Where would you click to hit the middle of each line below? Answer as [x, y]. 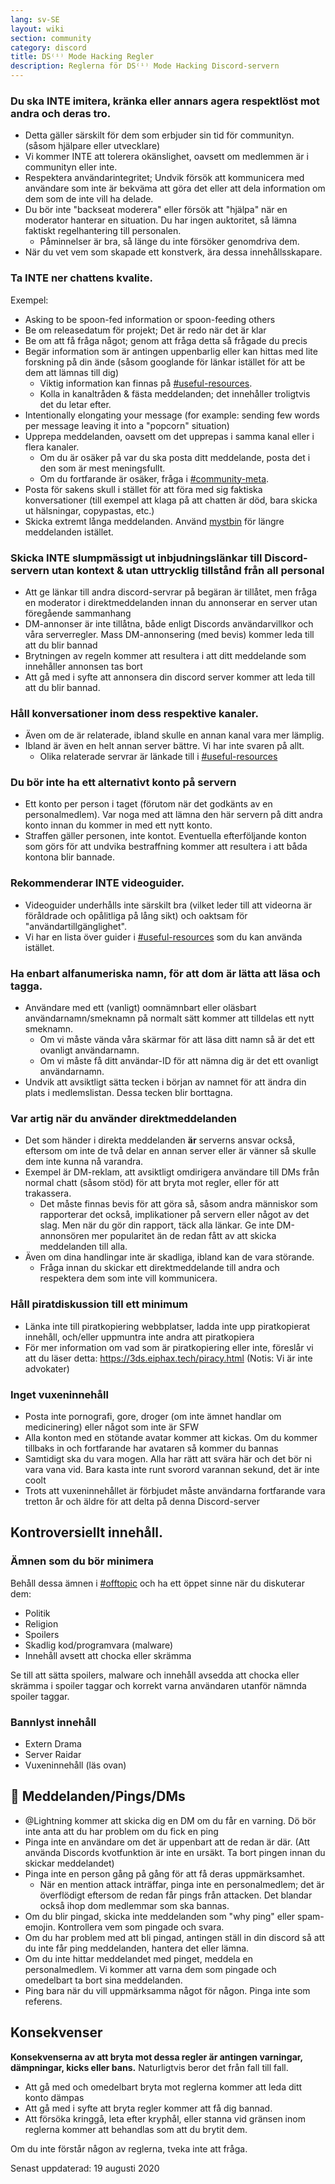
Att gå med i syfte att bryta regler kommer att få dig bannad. [148, 2108]
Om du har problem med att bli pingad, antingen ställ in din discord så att [174, 1937]
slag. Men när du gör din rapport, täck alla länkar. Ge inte [157, 1225]
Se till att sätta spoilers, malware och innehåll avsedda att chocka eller [155, 1675]
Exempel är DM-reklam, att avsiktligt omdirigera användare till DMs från [172, 1172]
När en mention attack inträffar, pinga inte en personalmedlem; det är [182, 1884]
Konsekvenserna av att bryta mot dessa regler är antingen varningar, [156, 2057]
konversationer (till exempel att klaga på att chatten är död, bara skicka [171, 500]
